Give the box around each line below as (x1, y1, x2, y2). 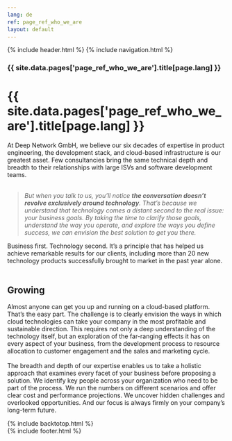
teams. (7, 171, 27, 179)
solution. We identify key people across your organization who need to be (7, 376, 218, 385)
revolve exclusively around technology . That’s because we (24, 199, 197, 208)
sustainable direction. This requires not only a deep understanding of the (7, 325, 216, 333)
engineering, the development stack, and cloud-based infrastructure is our (7, 149, 221, 157)
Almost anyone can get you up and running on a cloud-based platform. (7, 303, 210, 311)
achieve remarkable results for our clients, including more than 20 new (7, 249, 210, 258)
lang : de (7, 11, 33, 18)
